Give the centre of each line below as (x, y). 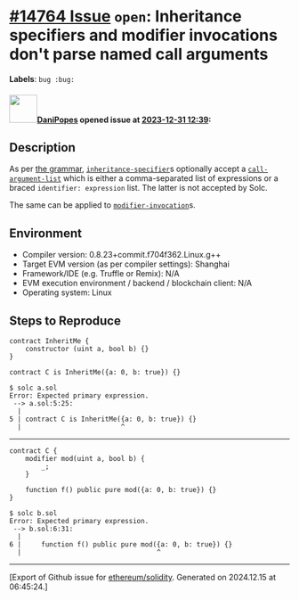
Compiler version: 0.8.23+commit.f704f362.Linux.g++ (121, 255)
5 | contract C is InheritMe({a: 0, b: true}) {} (103, 419)
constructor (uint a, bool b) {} (87, 349)
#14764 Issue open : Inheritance (125, 16)
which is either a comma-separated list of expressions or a (171, 178)
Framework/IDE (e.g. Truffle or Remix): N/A (101, 274)
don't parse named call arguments (139, 54)
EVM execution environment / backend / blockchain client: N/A (137, 284)
